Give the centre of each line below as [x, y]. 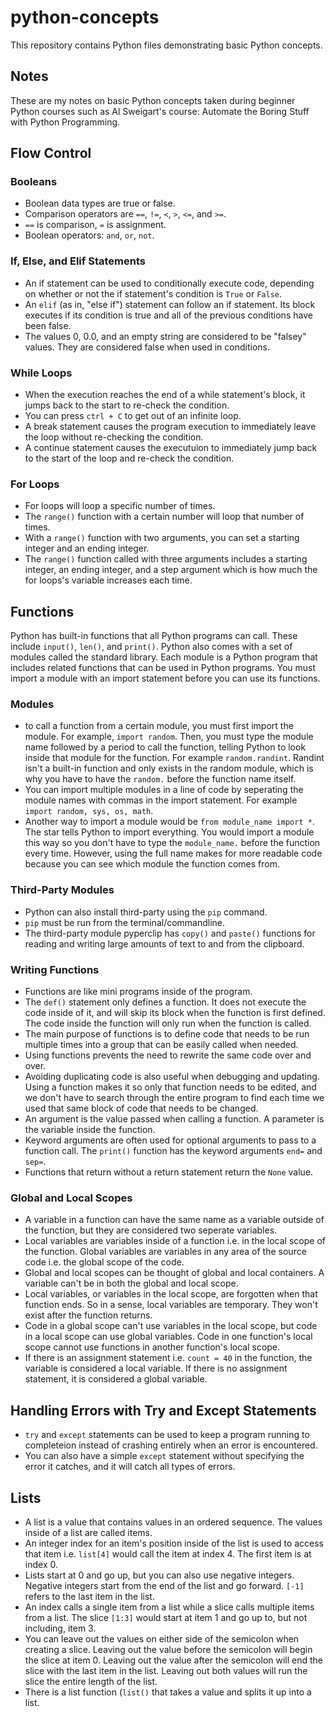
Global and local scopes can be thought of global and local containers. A [174, 1273]
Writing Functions [55, 969]
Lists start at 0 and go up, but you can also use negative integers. [159, 1575]
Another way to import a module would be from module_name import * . [169, 822]
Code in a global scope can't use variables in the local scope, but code [171, 1326]
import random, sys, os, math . [89, 811]
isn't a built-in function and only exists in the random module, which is [169, 768]
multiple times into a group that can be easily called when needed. [161, 1045]
